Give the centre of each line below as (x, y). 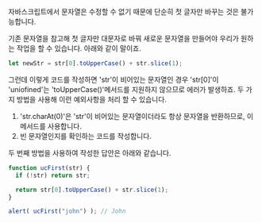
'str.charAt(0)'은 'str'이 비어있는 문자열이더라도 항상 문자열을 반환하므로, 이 (137, 116)
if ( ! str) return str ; (53, 175)
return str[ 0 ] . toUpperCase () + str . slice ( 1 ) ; (92, 190)
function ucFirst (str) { (49, 168)
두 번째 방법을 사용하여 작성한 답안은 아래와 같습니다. (90, 152)
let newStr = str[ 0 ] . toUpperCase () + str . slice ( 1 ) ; (95, 63)
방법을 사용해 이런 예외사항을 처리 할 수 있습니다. (91, 99)
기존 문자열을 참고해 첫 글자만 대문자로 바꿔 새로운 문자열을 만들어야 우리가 (124, 38)
